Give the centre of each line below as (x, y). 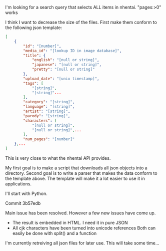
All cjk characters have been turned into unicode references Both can (84, 228)
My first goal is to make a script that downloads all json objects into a (76, 168)
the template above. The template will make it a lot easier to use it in (75, 178)
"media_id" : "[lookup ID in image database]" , (72, 51)
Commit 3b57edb (23, 203)
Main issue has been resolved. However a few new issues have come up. (80, 213)
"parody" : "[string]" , (47, 116)
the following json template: (34, 28)
